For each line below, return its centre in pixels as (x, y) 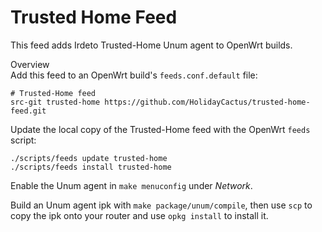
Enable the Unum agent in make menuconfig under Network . (131, 185)
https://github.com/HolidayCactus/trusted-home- (207, 102)
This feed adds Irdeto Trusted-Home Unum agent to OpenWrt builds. (151, 45)
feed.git (28, 111)
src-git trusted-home (55, 102)
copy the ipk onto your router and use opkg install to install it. (139, 215)
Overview (30, 64)
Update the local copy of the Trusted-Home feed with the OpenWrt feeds (160, 129)
